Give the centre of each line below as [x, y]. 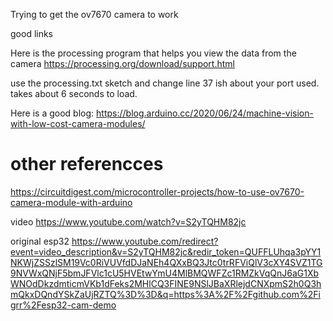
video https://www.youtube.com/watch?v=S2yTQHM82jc [128, 221]
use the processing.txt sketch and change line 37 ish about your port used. [165, 83]
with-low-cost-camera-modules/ [78, 123]
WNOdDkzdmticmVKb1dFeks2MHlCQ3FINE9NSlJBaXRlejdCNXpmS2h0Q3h [166, 283]
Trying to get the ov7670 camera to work [94, 14]
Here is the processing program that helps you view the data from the [153, 53]
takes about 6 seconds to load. [74, 93]
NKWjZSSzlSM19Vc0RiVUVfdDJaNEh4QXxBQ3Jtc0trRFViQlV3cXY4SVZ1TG [166, 262]
